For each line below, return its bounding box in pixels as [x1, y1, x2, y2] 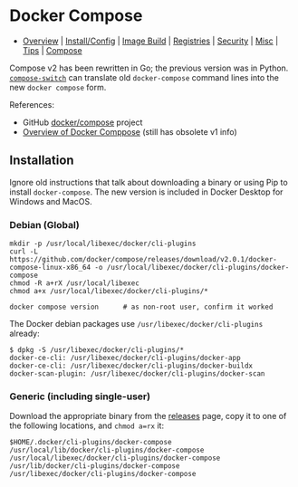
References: [9, 99, 54, 110]
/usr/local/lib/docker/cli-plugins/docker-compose [9, 445, 205, 455]
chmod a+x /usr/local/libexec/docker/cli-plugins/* [9, 287, 208, 296]
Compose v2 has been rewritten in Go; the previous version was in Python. [9, 62, 289, 73]
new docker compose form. [9, 81, 107, 92]
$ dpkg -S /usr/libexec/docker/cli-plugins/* [9, 346, 184, 355]
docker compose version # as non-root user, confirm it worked [9, 302, 274, 312]
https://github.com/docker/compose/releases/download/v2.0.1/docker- [9, 255, 278, 264]
